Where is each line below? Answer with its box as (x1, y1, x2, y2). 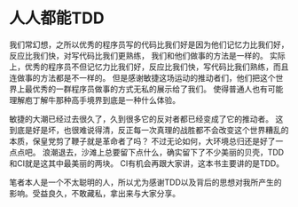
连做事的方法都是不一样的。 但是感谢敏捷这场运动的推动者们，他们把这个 (9, 72, 276, 83)
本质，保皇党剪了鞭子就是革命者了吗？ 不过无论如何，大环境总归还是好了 (9, 135, 276, 147)
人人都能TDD (9, 8, 105, 28)
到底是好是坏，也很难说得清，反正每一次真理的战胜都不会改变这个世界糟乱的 (9, 124, 289, 135)
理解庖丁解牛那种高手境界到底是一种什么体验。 (9, 94, 180, 105)
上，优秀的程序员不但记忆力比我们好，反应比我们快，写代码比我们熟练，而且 (9, 61, 289, 72)
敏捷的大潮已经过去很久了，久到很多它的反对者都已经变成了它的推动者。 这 (9, 113, 284, 124)
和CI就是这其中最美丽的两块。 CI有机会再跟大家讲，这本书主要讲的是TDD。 (9, 157, 285, 169)
